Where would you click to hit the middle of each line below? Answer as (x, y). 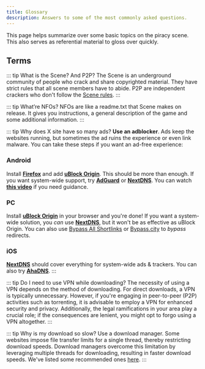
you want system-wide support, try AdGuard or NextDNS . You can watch (99, 180)
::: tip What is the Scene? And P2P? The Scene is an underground (89, 75)
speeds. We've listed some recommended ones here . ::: (76, 360)
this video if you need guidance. (47, 186)
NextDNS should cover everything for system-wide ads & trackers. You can (102, 265)
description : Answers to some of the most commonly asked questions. (97, 18)
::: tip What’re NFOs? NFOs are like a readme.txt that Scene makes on (94, 107)
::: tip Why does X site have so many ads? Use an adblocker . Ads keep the (100, 131)
